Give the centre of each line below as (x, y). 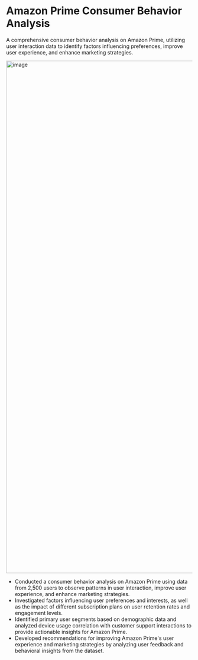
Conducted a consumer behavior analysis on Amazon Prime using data (101, 581)
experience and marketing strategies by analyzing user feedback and (99, 644)
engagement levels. (39, 613)
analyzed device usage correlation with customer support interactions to (103, 625)
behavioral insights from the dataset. (59, 651)
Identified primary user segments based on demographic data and (95, 619)
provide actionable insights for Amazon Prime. (71, 632)
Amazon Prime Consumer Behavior (94, 11)
